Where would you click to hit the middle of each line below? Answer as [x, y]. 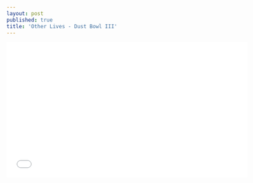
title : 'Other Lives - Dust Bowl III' [62, 26]
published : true [30, 20]
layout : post [25, 13]
